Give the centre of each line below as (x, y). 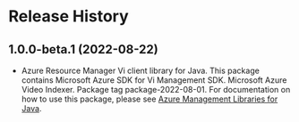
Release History (68, 16)
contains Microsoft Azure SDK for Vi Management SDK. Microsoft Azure (154, 80)
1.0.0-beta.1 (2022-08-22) (83, 49)
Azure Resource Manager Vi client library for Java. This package (141, 70)
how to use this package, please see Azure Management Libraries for (149, 99)
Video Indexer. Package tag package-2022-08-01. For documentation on (156, 89)
